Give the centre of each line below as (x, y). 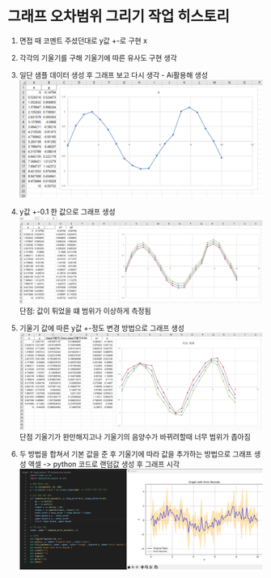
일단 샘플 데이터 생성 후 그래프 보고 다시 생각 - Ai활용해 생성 (113, 74)
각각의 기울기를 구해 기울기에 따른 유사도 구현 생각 (98, 57)
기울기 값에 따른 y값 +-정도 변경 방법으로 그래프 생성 (102, 328)
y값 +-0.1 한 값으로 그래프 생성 (67, 211)
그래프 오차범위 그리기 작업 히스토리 (119, 17)
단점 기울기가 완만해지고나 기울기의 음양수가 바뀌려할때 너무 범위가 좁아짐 (135, 437)
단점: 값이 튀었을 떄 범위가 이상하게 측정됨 (85, 311)
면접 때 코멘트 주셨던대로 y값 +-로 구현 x (83, 40)
